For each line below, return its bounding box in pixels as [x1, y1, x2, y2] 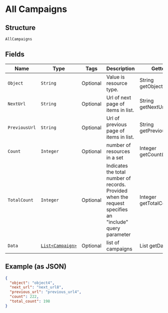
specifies [106, 206, 128, 213]
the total [106, 168, 126, 175]
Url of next [106, 94, 131, 101]
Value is [106, 73, 125, 80]
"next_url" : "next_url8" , [9, 285, 64, 290]
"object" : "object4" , [9, 280, 55, 285]
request [106, 199, 125, 206]
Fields [5, 50, 25, 58]
